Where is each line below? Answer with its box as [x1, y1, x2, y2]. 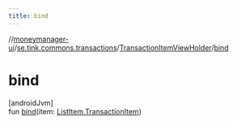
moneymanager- [13, 34, 69, 44]
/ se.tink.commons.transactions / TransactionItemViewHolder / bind [14, 42, 229, 53]
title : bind [8, 11, 49, 20]
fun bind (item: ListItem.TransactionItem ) [8, 106, 142, 116]
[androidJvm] [8, 98, 54, 108]
